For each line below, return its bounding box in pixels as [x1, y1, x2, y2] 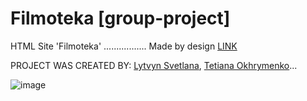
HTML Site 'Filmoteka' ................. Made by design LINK [10, 40, 238, 52]
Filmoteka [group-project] [10, 7, 231, 30]
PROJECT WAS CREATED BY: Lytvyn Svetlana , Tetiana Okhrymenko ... [10, 59, 298, 71]
